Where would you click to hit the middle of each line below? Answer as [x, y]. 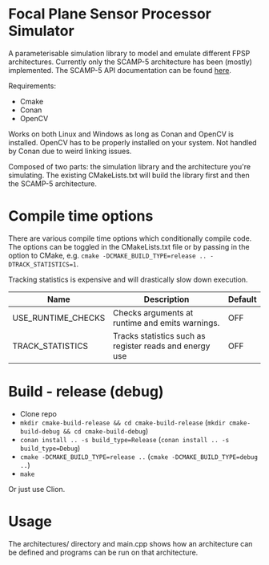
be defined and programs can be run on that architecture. [103, 552]
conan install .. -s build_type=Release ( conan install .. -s [124, 439]
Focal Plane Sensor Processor [110, 14]
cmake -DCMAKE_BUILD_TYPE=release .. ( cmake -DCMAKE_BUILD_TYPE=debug [139, 456]
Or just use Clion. [37, 489]
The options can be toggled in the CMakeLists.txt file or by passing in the [129, 246]
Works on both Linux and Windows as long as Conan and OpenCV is [121, 134]
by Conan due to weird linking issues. [70, 151]
